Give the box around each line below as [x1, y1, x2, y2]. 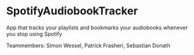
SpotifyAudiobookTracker [6, 4, 139, 18]
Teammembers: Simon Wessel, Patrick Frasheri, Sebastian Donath [6, 42, 171, 49]
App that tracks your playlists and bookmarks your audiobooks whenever [6, 24, 188, 31]
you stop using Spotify [6, 30, 62, 37]
